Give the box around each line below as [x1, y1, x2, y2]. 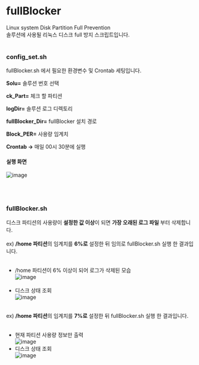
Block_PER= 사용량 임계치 [6, 130, 69, 138]
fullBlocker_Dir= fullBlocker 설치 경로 [6, 118, 97, 125]
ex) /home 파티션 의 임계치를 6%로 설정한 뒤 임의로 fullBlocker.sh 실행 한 [6, 240, 178, 247]
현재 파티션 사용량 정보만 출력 [14, 331, 83, 338]
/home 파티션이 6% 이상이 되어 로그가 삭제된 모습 [14, 266, 131, 274]
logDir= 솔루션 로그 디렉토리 [6, 105, 73, 112]
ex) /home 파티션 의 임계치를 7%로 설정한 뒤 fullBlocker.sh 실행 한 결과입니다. [6, 312, 189, 319]
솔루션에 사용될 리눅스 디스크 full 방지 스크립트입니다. [6, 31, 130, 38]
